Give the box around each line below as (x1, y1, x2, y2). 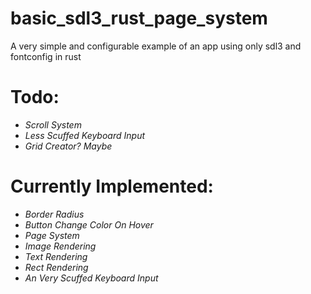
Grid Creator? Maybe (24, 140, 113, 152)
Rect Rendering (24, 261, 89, 273)
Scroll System (24, 118, 82, 131)
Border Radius (24, 208, 85, 220)
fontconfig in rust (10, 50, 82, 62)
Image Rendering (24, 240, 97, 252)
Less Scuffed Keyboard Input (24, 129, 146, 141)
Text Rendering (24, 250, 88, 262)
